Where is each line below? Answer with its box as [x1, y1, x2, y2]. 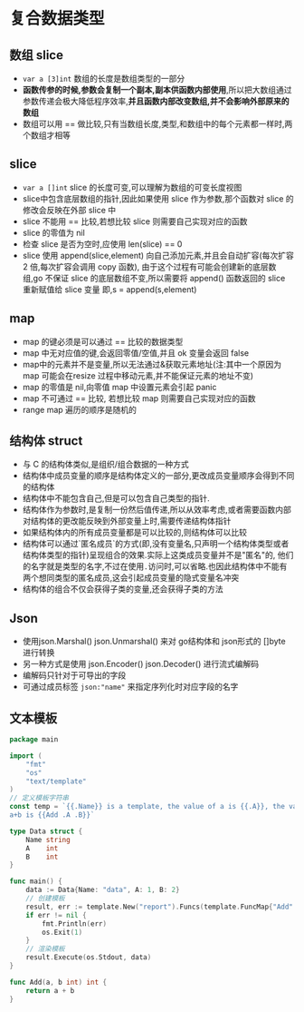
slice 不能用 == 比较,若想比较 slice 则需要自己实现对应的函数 [22, 215, 248, 227]
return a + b [25, 986, 75, 995]
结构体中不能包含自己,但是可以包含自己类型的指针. [22, 493, 210, 504]
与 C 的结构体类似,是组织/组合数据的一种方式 [22, 459, 189, 470]
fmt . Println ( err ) [42, 919, 107, 928]
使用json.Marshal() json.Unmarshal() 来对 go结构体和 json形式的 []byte [22, 636, 287, 647]
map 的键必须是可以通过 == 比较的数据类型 [22, 336, 184, 347]
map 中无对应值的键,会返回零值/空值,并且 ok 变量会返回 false [22, 347, 250, 359]
